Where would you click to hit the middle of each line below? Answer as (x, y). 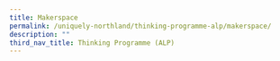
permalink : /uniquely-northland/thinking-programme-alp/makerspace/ (140, 26)
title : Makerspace (44, 17)
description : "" (40, 34)
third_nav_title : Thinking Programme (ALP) (92, 43)
